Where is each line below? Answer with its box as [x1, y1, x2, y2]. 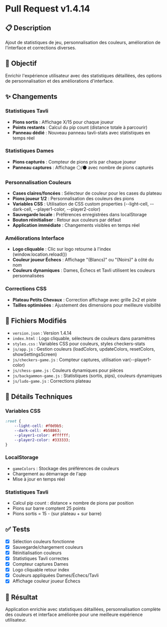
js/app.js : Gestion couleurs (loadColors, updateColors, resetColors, [12, 346, 155, 352]
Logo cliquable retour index [12, 567, 69, 573]
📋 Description [5, 24, 51, 32]
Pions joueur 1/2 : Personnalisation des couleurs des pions [12, 196, 134, 202]
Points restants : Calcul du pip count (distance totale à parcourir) [12, 124, 148, 130]
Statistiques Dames [5, 147, 54, 154]
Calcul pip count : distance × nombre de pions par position [12, 500, 134, 506]
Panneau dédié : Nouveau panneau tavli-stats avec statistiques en [12, 129, 150, 135]
